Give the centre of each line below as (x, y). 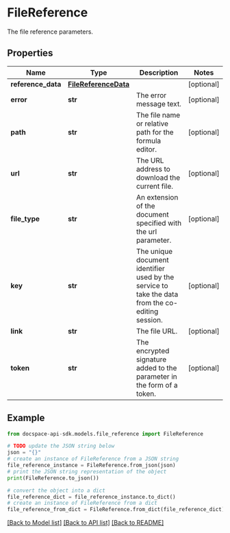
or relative (152, 123)
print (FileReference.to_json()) (53, 478)
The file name (158, 115)
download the (158, 178)
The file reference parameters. (50, 32)
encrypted (153, 351)
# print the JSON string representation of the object (87, 471)
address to (153, 169)
